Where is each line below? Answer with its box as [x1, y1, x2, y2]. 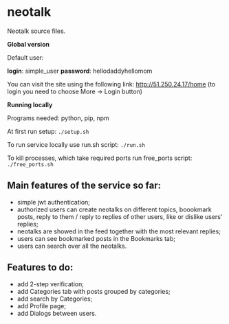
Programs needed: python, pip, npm [7, 114, 110, 122]
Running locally [7, 100, 53, 108]
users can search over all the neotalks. [17, 242, 127, 250]
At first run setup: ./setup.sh [7, 127, 89, 135]
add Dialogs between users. [17, 309, 97, 317]
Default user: [7, 53, 44, 62]
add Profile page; [17, 301, 67, 310]
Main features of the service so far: [7, 180, 162, 192]
